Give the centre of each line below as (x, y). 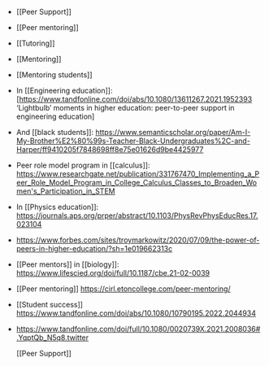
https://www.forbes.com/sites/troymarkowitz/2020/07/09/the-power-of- (138, 240)
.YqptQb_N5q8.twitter (52, 338)
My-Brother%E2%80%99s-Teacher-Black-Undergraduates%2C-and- (133, 141)
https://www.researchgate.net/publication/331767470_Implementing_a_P (138, 174)
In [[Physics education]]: (57, 207)
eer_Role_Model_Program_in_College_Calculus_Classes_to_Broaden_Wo (137, 183)
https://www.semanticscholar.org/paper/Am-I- (173, 132)
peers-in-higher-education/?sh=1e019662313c (94, 248)
